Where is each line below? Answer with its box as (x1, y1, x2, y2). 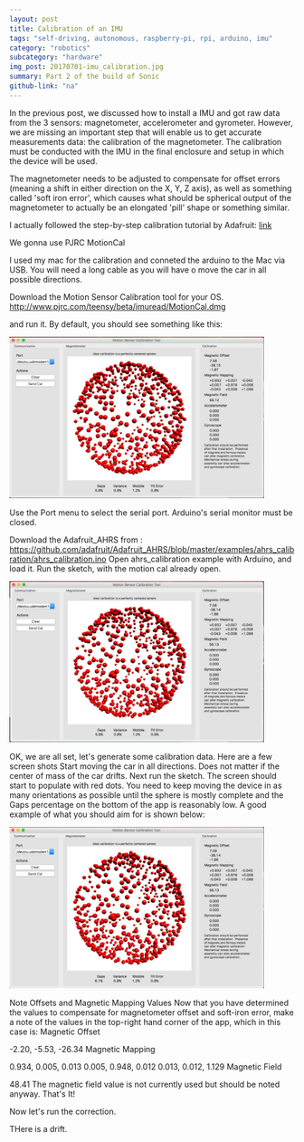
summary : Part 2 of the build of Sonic (9, 72, 160, 82)
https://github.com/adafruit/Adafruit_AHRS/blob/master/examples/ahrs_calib (9, 543, 295, 554)
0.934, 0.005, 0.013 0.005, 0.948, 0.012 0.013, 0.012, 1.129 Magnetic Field (9, 1061, 282, 1072)
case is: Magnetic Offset (9, 1026, 101, 1037)
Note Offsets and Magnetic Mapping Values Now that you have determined (9, 997, 290, 1009)
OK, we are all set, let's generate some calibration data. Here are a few (9, 752, 273, 763)
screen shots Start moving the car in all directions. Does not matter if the (9, 761, 280, 772)
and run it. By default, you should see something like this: (9, 318, 223, 330)
